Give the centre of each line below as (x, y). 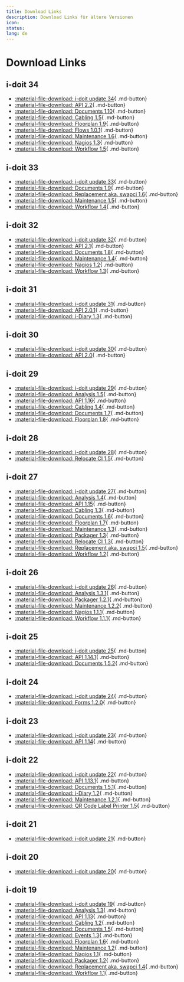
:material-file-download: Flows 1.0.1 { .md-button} (74, 130)
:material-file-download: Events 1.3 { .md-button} (73, 935)
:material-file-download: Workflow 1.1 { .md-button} (76, 973)
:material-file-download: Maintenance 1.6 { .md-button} (81, 136)
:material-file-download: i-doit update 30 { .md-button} (81, 349)
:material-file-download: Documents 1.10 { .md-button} (80, 111)
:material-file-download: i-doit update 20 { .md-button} (81, 871)
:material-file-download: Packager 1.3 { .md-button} (77, 535)
